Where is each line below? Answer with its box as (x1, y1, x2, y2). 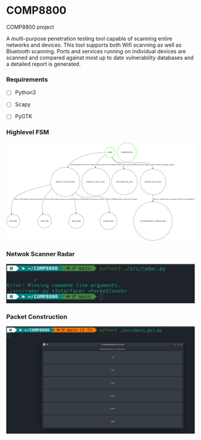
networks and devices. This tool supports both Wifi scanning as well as (6, 41, 182, 48)
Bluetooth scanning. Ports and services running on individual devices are (6, 47, 187, 54)
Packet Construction (6, 313, 68, 321)
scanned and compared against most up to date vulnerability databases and (6, 54, 194, 61)
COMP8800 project (6, 23, 54, 30)
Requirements (6, 75, 48, 84)
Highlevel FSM (6, 128, 50, 136)
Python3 (14, 89, 36, 96)
